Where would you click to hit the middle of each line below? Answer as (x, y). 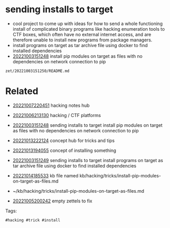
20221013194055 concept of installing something (64, 150)
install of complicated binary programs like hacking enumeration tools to (89, 29)
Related (22, 91)
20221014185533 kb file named (45, 175)
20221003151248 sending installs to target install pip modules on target (88, 125)
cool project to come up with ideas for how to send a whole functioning (88, 24)
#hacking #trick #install (33, 220)
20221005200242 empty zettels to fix (53, 201)
